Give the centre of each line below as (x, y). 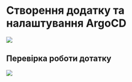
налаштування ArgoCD (66, 23)
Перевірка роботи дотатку (59, 59)
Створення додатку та (65, 11)
